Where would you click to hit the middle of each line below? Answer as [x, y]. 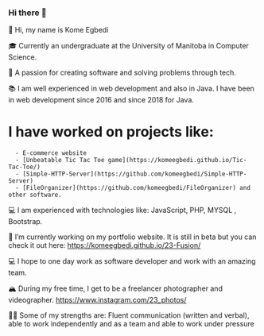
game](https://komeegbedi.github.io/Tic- [177, 160]
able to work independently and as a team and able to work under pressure [131, 324]
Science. [23, 57]
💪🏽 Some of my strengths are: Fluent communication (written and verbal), [129, 315]
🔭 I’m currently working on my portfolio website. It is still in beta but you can [132, 237]
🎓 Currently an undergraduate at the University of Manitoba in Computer [128, 46]
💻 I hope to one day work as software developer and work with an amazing [132, 261]
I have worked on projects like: [111, 132]
